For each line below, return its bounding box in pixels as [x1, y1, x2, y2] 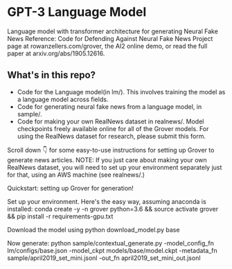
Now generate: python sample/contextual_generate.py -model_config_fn [7, 238, 215, 247]
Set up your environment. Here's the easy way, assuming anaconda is [7, 197, 206, 205]
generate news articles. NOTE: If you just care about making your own [7, 155, 208, 164]
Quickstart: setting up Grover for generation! [7, 184, 134, 192]
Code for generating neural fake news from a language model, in [17, 102, 202, 111]
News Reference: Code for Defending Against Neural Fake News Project [7, 34, 213, 42]
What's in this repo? [7, 69, 96, 81]
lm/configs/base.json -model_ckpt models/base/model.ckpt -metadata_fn [7, 246, 218, 254]
